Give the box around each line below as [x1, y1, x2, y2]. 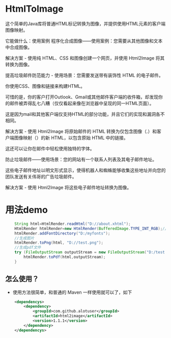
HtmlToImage [5, 3, 64, 15]
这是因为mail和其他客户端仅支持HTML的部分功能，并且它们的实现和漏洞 [5, 111, 156, 117]
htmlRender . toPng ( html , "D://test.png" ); [14, 240, 103, 245]
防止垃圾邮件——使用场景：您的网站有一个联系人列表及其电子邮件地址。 [5, 156, 157, 162]
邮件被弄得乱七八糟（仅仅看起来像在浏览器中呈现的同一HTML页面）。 [9, 100, 154, 106]
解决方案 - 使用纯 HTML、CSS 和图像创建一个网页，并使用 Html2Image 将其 [5, 55, 165, 61]
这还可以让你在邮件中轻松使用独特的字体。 [5, 145, 95, 151]
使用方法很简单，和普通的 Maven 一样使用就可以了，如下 [12, 289, 132, 295]
